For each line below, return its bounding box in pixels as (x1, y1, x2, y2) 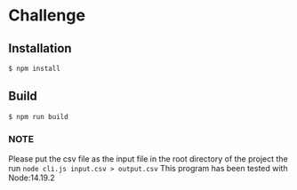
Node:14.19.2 (8, 172, 55, 183)
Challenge (8, 5, 86, 26)
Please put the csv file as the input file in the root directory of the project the (8, 153, 288, 164)
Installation (8, 41, 72, 56)
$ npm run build (8, 112, 68, 121)
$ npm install (8, 64, 61, 73)
